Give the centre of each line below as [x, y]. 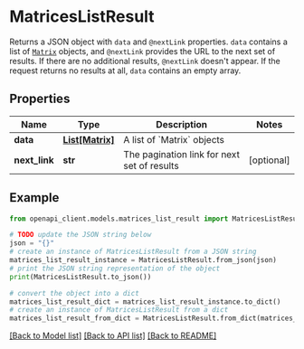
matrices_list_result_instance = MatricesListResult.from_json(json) [143, 260]
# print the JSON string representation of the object [115, 269]
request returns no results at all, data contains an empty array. [125, 71]
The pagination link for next [181, 154]
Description [182, 124]
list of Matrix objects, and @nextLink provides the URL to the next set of [142, 51]
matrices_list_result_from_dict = [75, 318]
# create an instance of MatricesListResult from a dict [119, 310]
